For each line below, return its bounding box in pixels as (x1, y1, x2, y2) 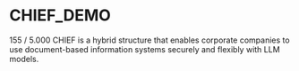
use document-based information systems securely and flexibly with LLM (9, 43, 280, 54)
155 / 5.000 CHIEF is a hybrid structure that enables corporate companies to (9, 35, 290, 45)
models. (9, 53, 39, 64)
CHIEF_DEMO (9, 5, 112, 26)
